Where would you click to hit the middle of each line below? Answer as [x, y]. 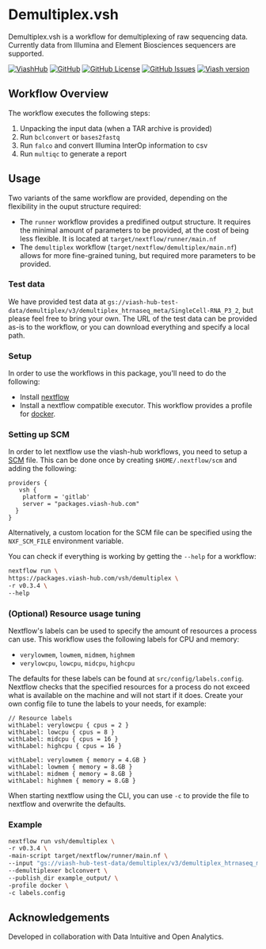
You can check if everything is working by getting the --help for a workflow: [132, 557]
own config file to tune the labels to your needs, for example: [108, 704]
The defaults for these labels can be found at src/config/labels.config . [126, 679]
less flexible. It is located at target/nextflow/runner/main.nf [118, 238]
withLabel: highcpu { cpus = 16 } [65, 746]
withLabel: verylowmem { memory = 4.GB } [78, 760]
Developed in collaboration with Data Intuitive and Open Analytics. [116, 937]
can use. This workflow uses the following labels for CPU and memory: [124, 639]
